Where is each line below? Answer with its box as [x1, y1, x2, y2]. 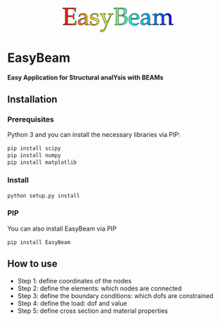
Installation [7, 93, 58, 105]
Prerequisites [7, 114, 54, 124]
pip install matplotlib [7, 159, 77, 166]
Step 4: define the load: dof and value [17, 299, 128, 307]
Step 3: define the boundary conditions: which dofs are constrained [17, 291, 214, 300]
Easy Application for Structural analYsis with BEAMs [7, 73, 164, 82]
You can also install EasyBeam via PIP [7, 224, 117, 233]
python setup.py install [7, 192, 80, 199]
